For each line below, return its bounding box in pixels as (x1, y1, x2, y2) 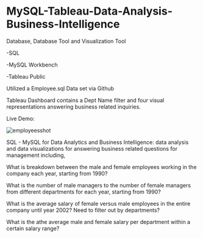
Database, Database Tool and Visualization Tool (6, 37, 126, 45)
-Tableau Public (6, 73, 46, 80)
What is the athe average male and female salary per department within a (6, 218, 191, 225)
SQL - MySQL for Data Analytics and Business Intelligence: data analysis (6, 139, 189, 146)
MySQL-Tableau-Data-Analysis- (6, 4, 173, 18)
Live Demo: (6, 115, 35, 122)
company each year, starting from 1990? (6, 170, 108, 177)
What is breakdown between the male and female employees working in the (6, 163, 197, 170)
